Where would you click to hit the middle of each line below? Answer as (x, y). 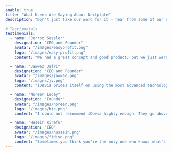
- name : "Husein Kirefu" (36, 123)
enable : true (19, 10)
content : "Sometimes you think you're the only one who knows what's (90, 142)
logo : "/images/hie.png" (41, 109)
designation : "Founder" (40, 99)
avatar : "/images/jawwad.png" (47, 76)
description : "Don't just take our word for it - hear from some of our (84, 19)
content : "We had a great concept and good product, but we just (86, 57)
